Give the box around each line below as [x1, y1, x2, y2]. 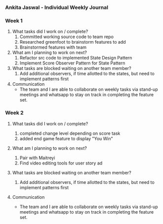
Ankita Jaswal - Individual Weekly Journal [5, 4, 109, 11]
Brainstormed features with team [19, 44, 87, 51]
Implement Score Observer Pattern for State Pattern [19, 60, 125, 66]
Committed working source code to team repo [19, 34, 114, 40]
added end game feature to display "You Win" [19, 135, 114, 141]
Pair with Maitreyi [19, 155, 55, 161]
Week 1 [5, 17, 23, 24]
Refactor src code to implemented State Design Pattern [19, 55, 132, 61]
